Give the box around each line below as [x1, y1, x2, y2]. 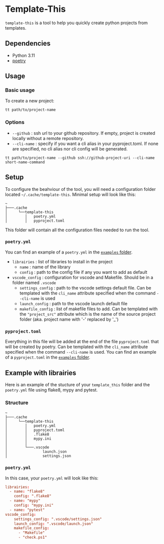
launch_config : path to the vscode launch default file [19, 300, 128, 306]
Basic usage [5, 87, 35, 94]
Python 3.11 [12, 52, 35, 58]
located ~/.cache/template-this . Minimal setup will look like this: [5, 191, 136, 197]
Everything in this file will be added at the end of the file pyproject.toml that [5, 339, 159, 345]
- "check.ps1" [18, 535, 48, 540]
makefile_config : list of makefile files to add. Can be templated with [19, 306, 158, 312]
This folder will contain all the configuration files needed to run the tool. [5, 227, 150, 233]
